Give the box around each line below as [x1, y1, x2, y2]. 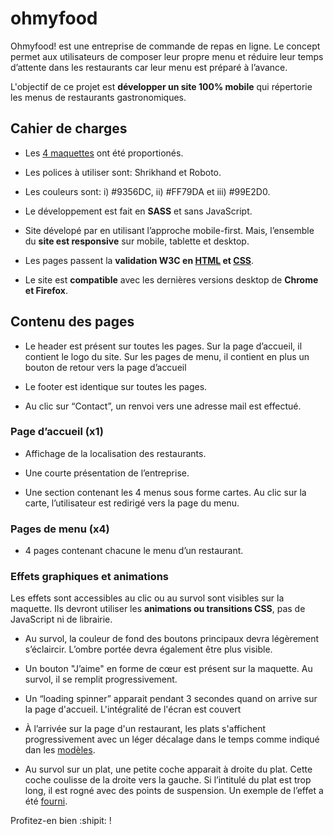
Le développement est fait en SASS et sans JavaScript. [24, 205, 253, 217]
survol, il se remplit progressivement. [24, 673, 178, 686]
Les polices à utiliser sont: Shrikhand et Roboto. [24, 166, 222, 178]
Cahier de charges [10, 120, 128, 137]
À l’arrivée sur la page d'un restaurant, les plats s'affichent [24, 723, 266, 735]
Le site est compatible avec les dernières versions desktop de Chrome [24, 273, 319, 286]
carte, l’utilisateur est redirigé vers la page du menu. [24, 497, 240, 509]
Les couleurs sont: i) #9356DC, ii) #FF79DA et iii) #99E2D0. [24, 185, 271, 197]
